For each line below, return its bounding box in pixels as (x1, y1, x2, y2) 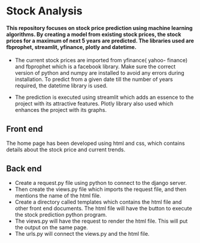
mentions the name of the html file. (14, 192, 101, 199)
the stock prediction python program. (14, 211, 107, 218)
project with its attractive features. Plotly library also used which (14, 100, 174, 107)
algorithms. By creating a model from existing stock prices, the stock (6, 31, 181, 38)
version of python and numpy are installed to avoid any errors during (14, 69, 184, 77)
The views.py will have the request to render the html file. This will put (14, 217, 188, 225)
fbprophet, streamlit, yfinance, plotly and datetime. (6, 43, 137, 50)
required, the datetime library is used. (14, 82, 108, 89)
